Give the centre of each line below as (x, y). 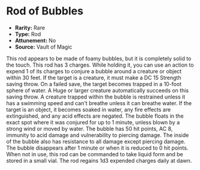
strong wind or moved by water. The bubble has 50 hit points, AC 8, (90, 129)
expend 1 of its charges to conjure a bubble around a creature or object (94, 71)
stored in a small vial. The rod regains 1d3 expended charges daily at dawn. (99, 160)
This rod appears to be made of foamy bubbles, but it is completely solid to (99, 58)
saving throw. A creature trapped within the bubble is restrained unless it (96, 97)
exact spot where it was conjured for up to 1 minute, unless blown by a (93, 122)
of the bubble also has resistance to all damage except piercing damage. (96, 141)
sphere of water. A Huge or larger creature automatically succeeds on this (98, 90)
